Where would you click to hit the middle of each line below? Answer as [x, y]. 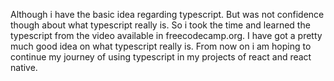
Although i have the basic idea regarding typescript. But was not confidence [167, 14]
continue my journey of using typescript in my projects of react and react [161, 57]
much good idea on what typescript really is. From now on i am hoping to [161, 46]
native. [24, 67]
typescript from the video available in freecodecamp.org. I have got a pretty [166, 35]
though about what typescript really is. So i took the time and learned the [160, 25]
